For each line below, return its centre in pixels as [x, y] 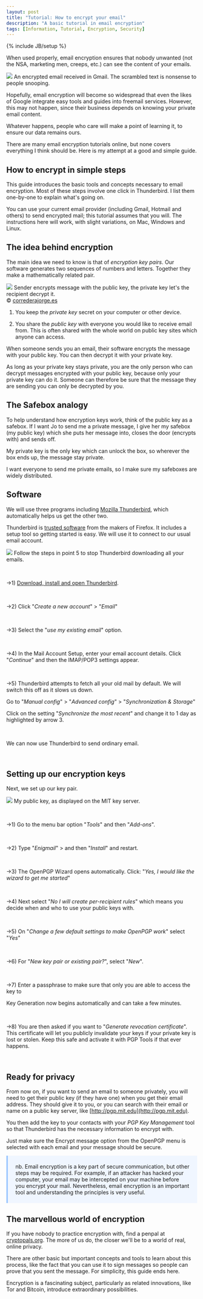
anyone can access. [40, 337]
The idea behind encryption [60, 247]
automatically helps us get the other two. [57, 516]
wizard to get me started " [38, 878]
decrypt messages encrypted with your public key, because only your [93, 373]
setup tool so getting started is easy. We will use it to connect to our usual [98, 534]
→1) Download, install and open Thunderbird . [63, 582]
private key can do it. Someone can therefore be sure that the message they [101, 379]
